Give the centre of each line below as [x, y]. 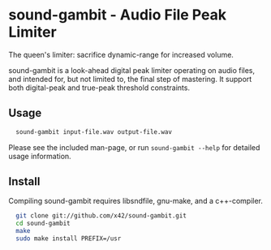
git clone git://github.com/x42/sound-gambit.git [101, 216]
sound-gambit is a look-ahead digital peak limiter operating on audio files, [132, 70]
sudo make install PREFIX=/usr [69, 239]
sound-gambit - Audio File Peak [118, 15]
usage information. [40, 156]
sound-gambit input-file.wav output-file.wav [94, 131]
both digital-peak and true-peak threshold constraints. [99, 88]
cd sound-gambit [43, 224]
